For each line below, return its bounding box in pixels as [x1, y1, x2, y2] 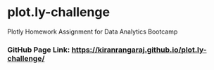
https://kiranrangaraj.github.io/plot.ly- [71, 45, 207, 55]
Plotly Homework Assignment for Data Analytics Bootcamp [7, 27, 178, 36]
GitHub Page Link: [7, 45, 70, 55]
